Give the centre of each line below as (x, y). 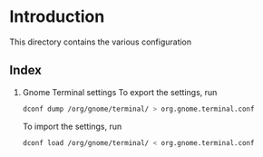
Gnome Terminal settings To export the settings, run (120, 92)
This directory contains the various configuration (101, 42)
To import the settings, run (72, 126)
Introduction (57, 17)
